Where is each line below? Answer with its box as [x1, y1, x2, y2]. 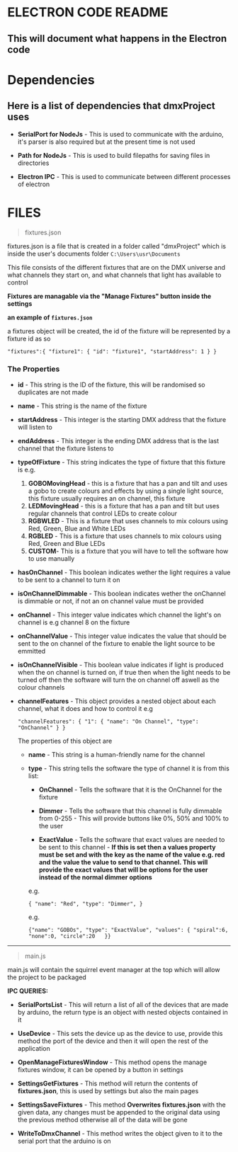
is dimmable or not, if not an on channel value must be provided [17, 596, 204, 605]
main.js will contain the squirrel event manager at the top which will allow [7, 965, 220, 974]
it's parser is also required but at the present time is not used [17, 137, 196, 146]
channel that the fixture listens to [17, 444, 114, 452]
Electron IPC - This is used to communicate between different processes [17, 172, 231, 181]
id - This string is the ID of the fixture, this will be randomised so [17, 380, 205, 389]
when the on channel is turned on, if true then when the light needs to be [17, 668, 231, 676]
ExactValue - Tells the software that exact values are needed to [38, 835, 225, 843]
